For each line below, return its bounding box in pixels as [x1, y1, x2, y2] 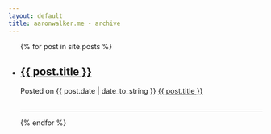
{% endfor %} [19, 118, 67, 128]
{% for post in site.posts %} [19, 41, 113, 51]
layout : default [8, 11, 63, 20]
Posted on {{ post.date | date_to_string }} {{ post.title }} [19, 86, 203, 96]
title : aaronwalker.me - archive [8, 19, 121, 27]
